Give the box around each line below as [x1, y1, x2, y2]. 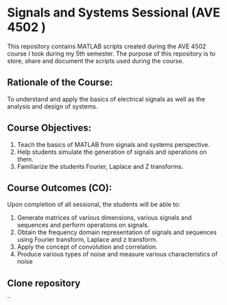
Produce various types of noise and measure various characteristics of [16, 250, 218, 258]
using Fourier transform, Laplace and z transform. [16, 236, 158, 244]
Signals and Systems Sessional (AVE [7, 5, 221, 21]
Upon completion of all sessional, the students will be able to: [7, 201, 180, 209]
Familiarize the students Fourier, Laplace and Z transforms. [16, 162, 184, 170]
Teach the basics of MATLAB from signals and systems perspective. [16, 140, 211, 148]
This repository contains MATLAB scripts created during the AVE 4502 [7, 42, 206, 50]
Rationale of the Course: [7, 77, 113, 89]
